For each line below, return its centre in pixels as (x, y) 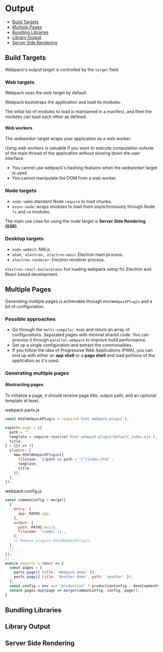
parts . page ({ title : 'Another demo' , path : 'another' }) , (73, 577)
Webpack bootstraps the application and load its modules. (63, 102)
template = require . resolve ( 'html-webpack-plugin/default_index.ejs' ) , (83, 437)
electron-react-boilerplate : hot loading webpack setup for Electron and (78, 269)
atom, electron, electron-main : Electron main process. (68, 254)
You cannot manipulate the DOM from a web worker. (65, 178)
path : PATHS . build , (37, 527)
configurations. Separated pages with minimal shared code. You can (80, 335)
